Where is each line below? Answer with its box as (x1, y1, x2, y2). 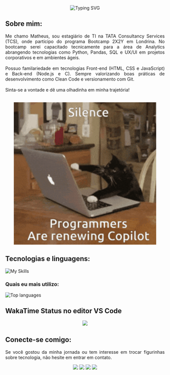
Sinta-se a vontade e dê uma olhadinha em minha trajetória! (5, 87, 130, 93)
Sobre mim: (5, 20, 42, 28)
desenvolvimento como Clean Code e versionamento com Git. (5, 76, 135, 82)
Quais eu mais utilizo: (5, 280, 59, 287)
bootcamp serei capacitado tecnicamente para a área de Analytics (5, 44, 165, 50)
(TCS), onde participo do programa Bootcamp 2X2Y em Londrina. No (5, 38, 165, 45)
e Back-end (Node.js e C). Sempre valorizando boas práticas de (5, 70, 165, 76)
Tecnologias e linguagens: (5, 255, 90, 263)
